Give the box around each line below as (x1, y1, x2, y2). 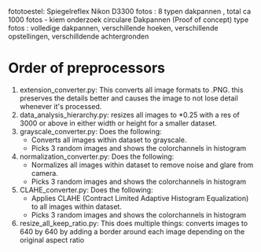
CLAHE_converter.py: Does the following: (19, 184, 153, 195)
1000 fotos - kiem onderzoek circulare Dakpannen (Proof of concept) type (8, 15, 249, 24)
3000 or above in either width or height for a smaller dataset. (19, 118, 218, 128)
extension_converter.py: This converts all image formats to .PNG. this (19, 85, 244, 94)
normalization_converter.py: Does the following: (19, 152, 175, 161)
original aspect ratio (19, 235, 85, 244)
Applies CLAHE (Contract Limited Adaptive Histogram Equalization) (31, 193, 249, 203)
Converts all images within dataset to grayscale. (31, 135, 187, 144)
